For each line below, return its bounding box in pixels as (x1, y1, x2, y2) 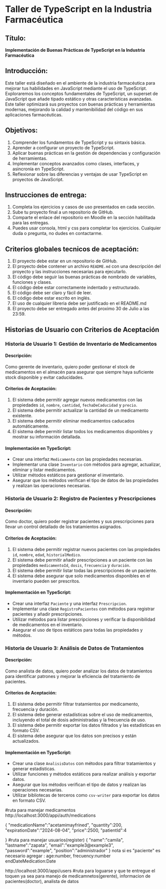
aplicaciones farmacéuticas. (5, 111, 63, 117)
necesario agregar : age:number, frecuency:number (5, 853, 111, 859)
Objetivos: (5, 126, 38, 135)
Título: (5, 34, 26, 42)
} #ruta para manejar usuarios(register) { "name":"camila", (5, 837, 124, 843)
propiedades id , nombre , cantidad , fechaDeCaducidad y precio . (12, 402, 138, 408)
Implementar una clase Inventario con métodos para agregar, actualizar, (12, 461, 161, 467)
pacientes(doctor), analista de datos (5, 879, 79, 885)
